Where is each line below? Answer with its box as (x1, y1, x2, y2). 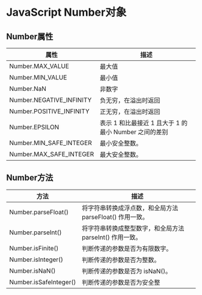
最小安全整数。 (100, 139, 142, 147)
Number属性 (6, 31, 54, 42)
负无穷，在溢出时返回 (100, 96, 161, 104)
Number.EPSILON (9, 123, 60, 131)
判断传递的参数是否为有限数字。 (82, 244, 173, 253)
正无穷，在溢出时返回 (100, 108, 161, 116)
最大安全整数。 (100, 151, 142, 158)
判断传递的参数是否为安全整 (82, 278, 161, 287)
